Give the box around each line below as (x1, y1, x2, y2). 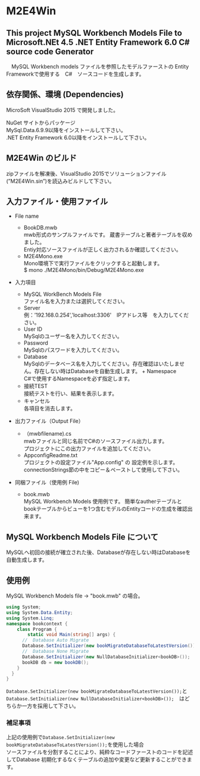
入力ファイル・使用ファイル (6, 196, 108, 206)
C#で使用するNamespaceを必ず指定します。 (23, 375, 133, 382)
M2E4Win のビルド (6, 153, 77, 163)
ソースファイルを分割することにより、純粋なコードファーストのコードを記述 (6, 748, 193, 755)
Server (23, 305, 40, 312)
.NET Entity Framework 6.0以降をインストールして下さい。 (6, 134, 150, 141)
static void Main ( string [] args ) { (27, 632, 116, 638)
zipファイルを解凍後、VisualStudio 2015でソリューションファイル (6, 170, 167, 177)
